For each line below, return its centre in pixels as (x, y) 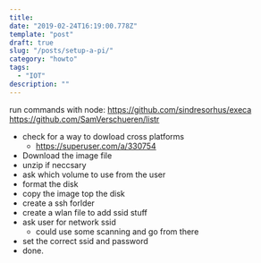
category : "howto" (43, 59)
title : (21, 17)
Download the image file (67, 155)
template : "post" (42, 34)
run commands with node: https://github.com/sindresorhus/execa (130, 109)
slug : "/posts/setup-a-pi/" (62, 51)
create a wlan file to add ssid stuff (84, 212)
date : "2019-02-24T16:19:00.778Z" (74, 26)
